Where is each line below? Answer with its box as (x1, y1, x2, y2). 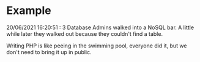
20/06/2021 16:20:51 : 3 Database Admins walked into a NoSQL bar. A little (6, 24, 194, 31)
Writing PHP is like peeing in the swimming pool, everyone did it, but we (6, 42, 188, 49)
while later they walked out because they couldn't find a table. (6, 30, 163, 37)
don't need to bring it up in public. (6, 48, 92, 55)
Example (6, 4, 51, 18)
